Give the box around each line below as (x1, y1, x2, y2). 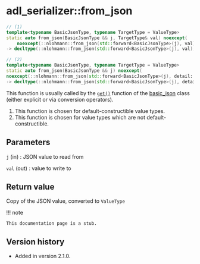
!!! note (6, 209, 24, 216)
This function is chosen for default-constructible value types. (14, 107, 165, 114)
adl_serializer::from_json (6, 4, 133, 18)
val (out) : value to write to (6, 165, 71, 172)
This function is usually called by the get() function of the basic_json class (6, 89, 190, 96)
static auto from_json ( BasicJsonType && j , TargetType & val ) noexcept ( (6, 34, 187, 41)
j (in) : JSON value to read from (6, 153, 84, 160)
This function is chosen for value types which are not (14, 114, 146, 121)
